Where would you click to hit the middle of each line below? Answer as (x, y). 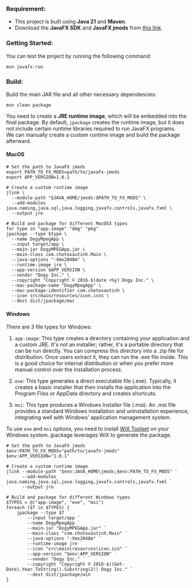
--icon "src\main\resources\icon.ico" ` (77, 549)
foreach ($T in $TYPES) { (38, 508)
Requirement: (26, 9)
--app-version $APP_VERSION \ (48, 270)
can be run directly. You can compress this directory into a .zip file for (99, 351)
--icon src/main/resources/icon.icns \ (60, 296)
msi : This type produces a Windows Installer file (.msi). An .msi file (95, 405)
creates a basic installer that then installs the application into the (92, 387)
